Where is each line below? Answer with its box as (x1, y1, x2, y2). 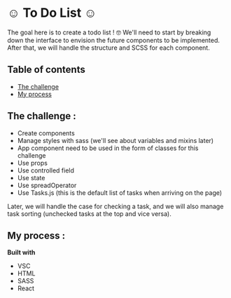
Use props (17, 158, 48, 167)
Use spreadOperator (17, 181, 77, 189)
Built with (7, 248, 36, 257)
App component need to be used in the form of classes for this (17, 144, 199, 152)
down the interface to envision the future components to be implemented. (7, 36, 220, 44)
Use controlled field (17, 166, 75, 175)
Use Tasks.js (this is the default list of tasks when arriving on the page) (17, 188, 223, 197)
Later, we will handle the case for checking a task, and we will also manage (7, 202, 224, 210)
